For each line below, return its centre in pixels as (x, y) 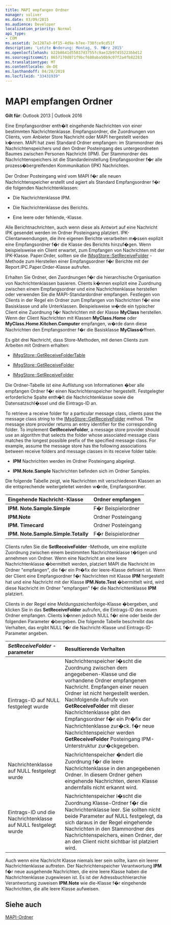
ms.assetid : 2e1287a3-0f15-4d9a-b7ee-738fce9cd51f (60, 43)
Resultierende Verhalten (95, 649)
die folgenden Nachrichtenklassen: (42, 188)
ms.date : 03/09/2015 (27, 19)
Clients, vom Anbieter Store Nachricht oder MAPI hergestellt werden (77, 137)
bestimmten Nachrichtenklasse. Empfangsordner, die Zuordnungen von (80, 131)
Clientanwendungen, (27, 238)
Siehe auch (23, 905)
